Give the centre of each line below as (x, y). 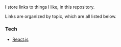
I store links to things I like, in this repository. (50, 7)
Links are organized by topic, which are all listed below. (61, 16)
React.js (20, 39)
